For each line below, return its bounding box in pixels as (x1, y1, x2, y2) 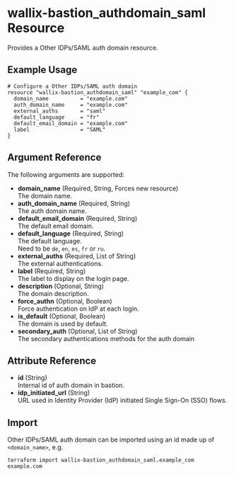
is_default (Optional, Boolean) (17, 311, 106, 320)
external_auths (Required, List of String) (17, 251, 136, 260)
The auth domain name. (17, 207, 87, 215)
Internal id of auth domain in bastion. (17, 381, 125, 390)
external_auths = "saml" (13, 108, 106, 115)
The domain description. (17, 289, 90, 298)
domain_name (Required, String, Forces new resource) (17, 184, 179, 192)
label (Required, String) (17, 267, 86, 275)
